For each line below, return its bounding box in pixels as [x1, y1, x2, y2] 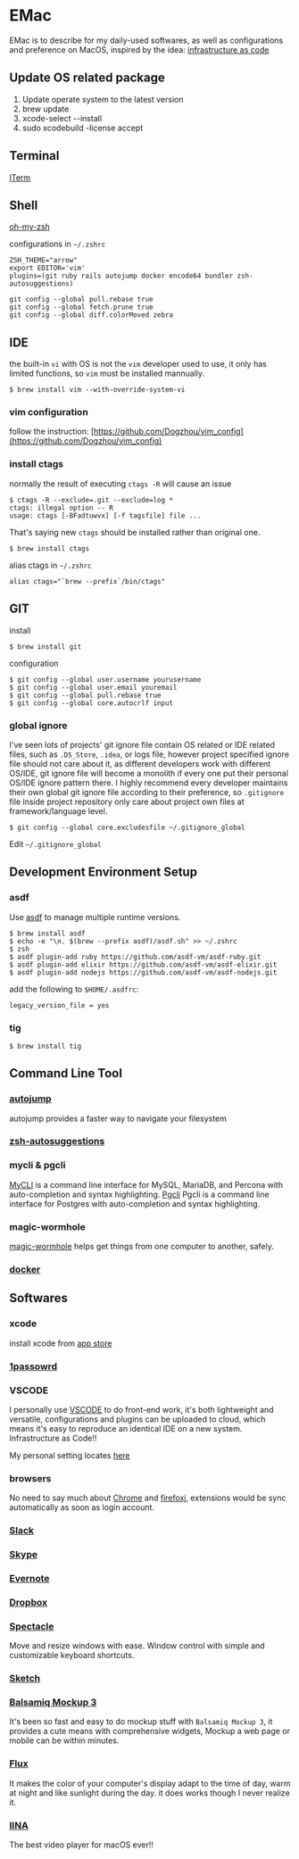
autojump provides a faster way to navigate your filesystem [9, 1113, 228, 1124]
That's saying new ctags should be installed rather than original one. [9, 527, 261, 537]
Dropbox [9, 1596, 47, 1608]
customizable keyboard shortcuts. [9, 1650, 135, 1661]
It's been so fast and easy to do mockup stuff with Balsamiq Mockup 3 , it [9, 1716, 273, 1727]
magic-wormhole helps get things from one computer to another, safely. [9, 1241, 275, 1252]
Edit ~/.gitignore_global [9, 838, 102, 849]
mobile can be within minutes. [9, 1735, 120, 1746]
